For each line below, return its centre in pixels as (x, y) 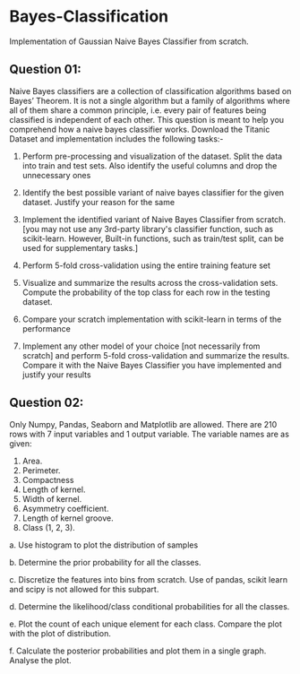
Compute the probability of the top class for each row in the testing (146, 292)
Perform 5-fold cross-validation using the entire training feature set (146, 265)
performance (47, 328)
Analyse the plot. (40, 660)
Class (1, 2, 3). (49, 527)
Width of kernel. (52, 498)
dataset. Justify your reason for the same (99, 202)
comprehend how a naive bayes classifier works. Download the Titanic (140, 129)
